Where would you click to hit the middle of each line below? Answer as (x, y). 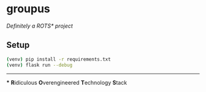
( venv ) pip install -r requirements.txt (59, 59)
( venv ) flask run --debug (39, 65)
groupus (28, 9)
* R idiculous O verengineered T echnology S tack (67, 82)
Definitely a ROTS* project (40, 26)
